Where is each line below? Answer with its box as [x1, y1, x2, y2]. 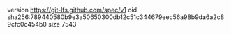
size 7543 [48, 20, 77, 28]
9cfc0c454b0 [7, 20, 47, 28]
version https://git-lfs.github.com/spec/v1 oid [7, 6, 137, 14]
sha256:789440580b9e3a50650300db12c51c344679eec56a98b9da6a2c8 [7, 13, 225, 21]
